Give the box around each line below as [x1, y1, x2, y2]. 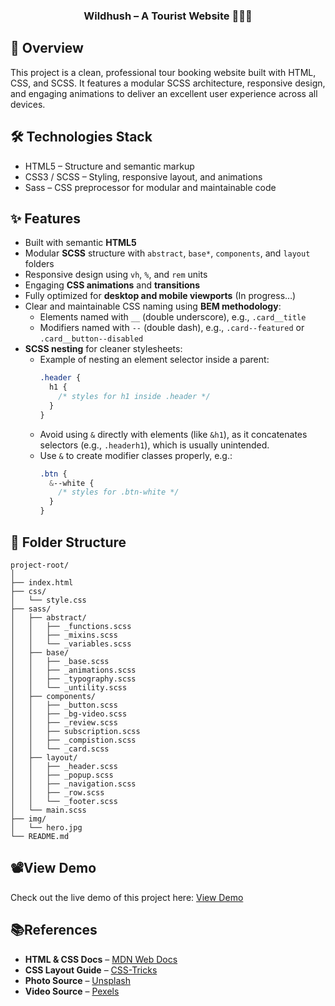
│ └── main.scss [10, 805, 87, 815]
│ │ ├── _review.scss [10, 717, 118, 728]
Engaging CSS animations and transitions [24, 279, 201, 291]
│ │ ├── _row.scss [10, 787, 105, 798]
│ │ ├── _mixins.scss [10, 630, 118, 640]
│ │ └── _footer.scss [10, 796, 118, 806]
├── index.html [10, 577, 74, 588]
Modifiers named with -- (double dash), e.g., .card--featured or [39, 322, 305, 334]
